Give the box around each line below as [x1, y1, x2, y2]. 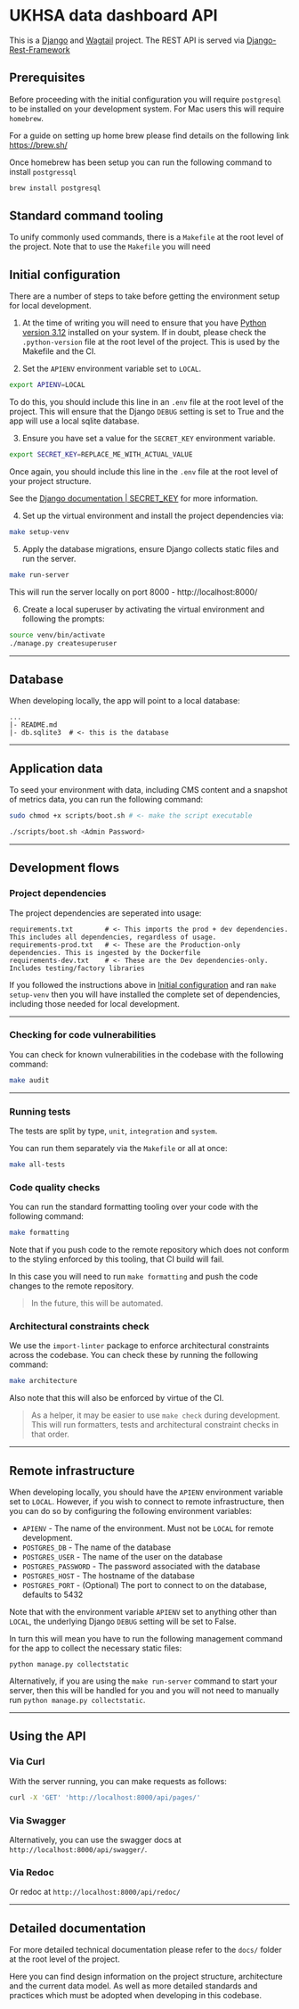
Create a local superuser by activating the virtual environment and [21, 604, 265, 614]
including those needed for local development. [9, 998, 181, 1009]
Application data [9, 761, 104, 776]
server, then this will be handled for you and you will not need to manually [9, 1685, 279, 1696]
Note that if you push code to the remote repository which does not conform [9, 1245, 289, 1256]
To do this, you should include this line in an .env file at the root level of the [9, 397, 284, 408]
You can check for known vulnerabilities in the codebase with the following [9, 1049, 284, 1059]
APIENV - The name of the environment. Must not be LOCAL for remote [21, 1523, 274, 1534]
